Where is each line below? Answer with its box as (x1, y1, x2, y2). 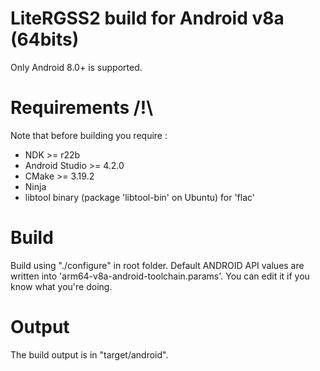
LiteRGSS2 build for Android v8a (10, 7, 285, 30)
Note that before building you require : (10, 129, 168, 141)
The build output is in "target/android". (10, 348, 169, 361)
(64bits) (10, 28, 80, 51)
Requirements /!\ (10, 97, 154, 119)
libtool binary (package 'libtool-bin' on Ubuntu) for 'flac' (24, 191, 256, 203)
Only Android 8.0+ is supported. (10, 61, 143, 73)
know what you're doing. (10, 280, 113, 292)
